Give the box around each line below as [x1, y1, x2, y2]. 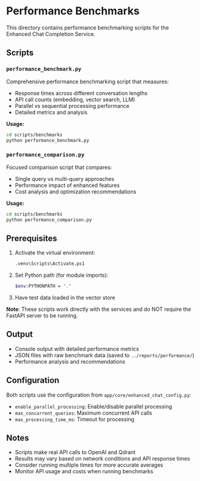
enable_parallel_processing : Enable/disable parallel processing [14, 403, 173, 410]
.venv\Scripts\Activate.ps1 [14, 261, 85, 267]
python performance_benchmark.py [6, 137, 90, 143]
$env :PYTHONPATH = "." [14, 283, 72, 289]
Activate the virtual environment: [14, 249, 96, 256]
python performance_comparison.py [6, 217, 93, 223]
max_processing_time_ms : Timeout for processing [14, 415, 134, 423]
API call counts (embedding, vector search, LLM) [14, 96, 136, 103]
